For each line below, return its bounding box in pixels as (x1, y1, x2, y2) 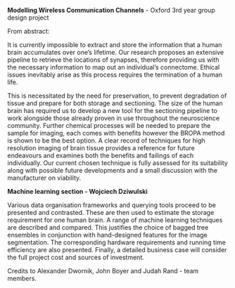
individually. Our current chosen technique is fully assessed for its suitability (7, 159, 229, 167)
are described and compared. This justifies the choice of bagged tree (7, 223, 209, 231)
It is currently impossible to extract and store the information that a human (7, 41, 222, 48)
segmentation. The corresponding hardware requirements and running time (7, 238, 227, 247)
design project (7, 13, 49, 22)
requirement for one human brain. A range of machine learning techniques (7, 216, 223, 224)
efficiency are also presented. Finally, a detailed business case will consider (7, 246, 227, 254)
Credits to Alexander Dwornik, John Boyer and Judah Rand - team (7, 267, 199, 275)
